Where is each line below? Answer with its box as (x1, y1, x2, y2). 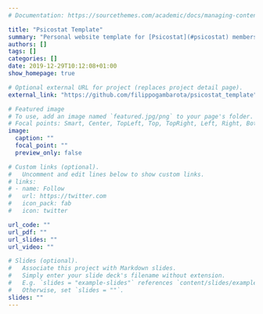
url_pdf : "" (8, 228, 47, 236)
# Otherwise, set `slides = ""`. (8, 286, 124, 294)
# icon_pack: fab (8, 199, 72, 208)
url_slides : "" (8, 235, 58, 243)
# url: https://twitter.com (8, 192, 107, 200)
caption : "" (15, 134, 55, 142)
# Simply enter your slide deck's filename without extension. (8, 272, 225, 279)
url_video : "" (8, 243, 55, 251)
